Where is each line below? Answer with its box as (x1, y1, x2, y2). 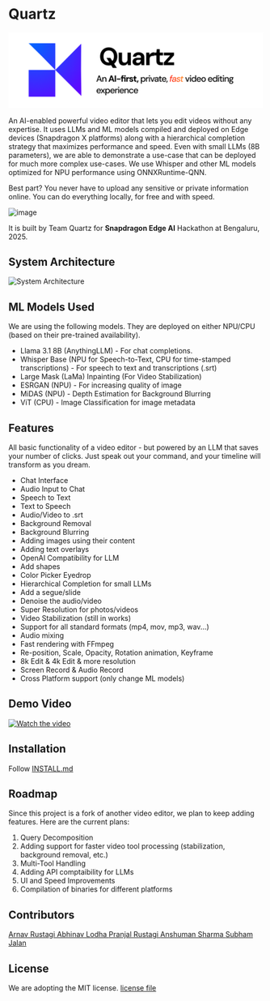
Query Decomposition (19, 832, 94, 843)
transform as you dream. (8, 460, 91, 470)
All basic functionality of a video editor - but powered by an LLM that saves (8, 443, 259, 452)
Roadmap (8, 787, 58, 801)
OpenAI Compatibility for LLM (19, 553, 120, 563)
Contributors (8, 908, 75, 922)
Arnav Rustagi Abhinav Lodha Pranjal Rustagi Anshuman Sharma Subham (8, 930, 253, 939)
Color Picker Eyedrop (19, 571, 91, 580)
